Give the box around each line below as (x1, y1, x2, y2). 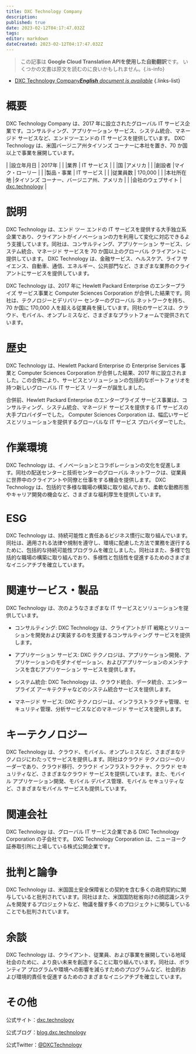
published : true (6, 19, 46, 25)
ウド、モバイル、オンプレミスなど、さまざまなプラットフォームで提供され (6, 311, 185, 318)
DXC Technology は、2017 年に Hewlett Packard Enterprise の (6, 282, 155, 289)
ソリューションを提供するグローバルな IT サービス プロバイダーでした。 (16, 418, 189, 425)
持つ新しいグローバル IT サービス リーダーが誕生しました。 (6, 384, 149, 391)
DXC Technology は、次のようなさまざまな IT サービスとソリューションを (6, 604, 184, 611)
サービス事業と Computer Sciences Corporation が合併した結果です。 (17, 289, 185, 296)
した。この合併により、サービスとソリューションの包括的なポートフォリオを (6, 376, 190, 384)
